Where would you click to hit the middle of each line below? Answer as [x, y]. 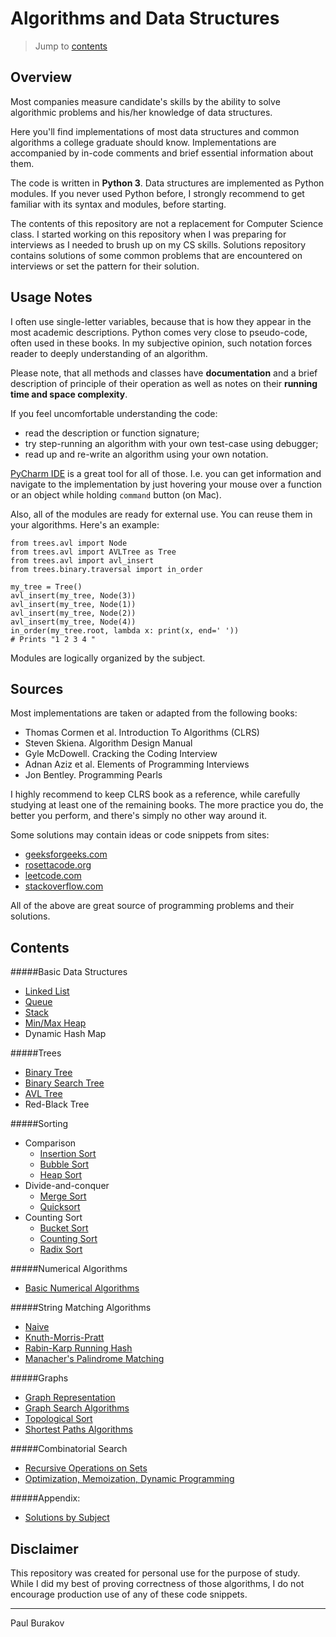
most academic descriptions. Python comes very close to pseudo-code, [159, 332]
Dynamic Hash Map [65, 1034]
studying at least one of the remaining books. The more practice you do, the [167, 805]
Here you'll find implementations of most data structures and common [155, 131]
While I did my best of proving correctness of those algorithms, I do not [157, 1583]
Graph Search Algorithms [77, 1408]
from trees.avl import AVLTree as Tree [93, 552]
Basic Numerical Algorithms [82, 1288]
